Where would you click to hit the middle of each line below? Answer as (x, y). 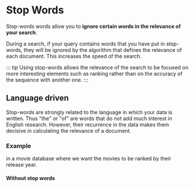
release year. (22, 165)
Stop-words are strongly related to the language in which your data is (89, 112)
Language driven (37, 98)
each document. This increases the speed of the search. (74, 56)
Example (19, 146)
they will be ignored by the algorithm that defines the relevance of (103, 50)
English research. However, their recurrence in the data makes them (88, 124)
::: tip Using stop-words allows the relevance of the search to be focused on (97, 67)
